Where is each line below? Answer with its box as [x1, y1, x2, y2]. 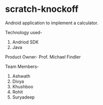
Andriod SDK [12, 39, 39, 45]
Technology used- [5, 29, 43, 35]
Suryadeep [12, 94, 35, 100]
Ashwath [12, 73, 31, 79]
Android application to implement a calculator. [5, 20, 99, 26]
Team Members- [5, 63, 39, 69]
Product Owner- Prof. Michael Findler [5, 53, 81, 60]
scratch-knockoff [5, 3, 79, 15]
